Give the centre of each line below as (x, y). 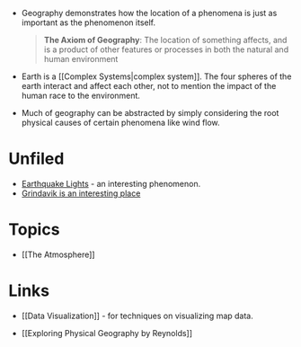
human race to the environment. (81, 95)
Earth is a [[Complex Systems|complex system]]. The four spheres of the (156, 76)
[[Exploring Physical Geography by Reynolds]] (107, 333)
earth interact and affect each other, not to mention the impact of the (149, 86)
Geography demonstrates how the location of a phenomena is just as (149, 13)
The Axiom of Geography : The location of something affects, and (165, 40)
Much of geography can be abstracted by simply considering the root (150, 113)
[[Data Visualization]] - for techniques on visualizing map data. (137, 316)
